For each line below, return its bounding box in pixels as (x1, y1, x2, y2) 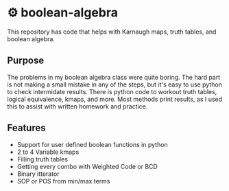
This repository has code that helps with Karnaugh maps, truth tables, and (7, 27, 217, 36)
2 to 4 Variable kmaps (16, 148, 80, 156)
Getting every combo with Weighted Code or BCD (16, 162, 158, 170)
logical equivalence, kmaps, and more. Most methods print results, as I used (7, 95, 223, 103)
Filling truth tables (16, 155, 69, 163)
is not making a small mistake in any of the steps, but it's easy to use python (7, 80, 223, 89)
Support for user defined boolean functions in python (16, 140, 168, 148)
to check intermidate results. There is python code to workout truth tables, (7, 87, 217, 95)
